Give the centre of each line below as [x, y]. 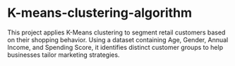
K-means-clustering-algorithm [100, 13]
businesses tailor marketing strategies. [64, 55]
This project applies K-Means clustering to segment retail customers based [116, 32]
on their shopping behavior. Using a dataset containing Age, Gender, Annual [118, 39]
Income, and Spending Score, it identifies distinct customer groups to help [115, 47]
